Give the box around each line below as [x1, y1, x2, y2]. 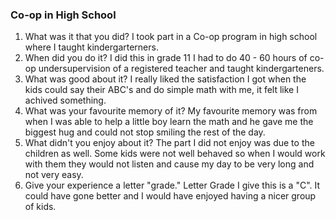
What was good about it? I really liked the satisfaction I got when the [24, 73, 307, 85]
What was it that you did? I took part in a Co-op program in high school [24, 31, 318, 43]
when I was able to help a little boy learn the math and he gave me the [24, 116, 314, 128]
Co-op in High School [10, 8, 117, 22]
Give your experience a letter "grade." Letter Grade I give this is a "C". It [24, 179, 321, 192]
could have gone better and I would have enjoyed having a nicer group [24, 190, 317, 202]
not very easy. [24, 169, 84, 181]
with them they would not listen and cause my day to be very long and [24, 158, 315, 170]
